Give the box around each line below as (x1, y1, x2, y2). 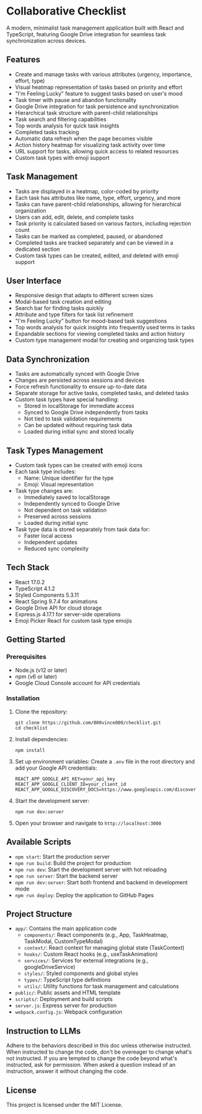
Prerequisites (6, 652, 46, 661)
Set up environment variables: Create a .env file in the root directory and (14, 758, 195, 765)
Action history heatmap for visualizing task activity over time (14, 141, 166, 149)
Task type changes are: (14, 488, 74, 494)
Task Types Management (6, 445, 104, 456)
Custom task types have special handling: (14, 396, 119, 403)
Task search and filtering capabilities (14, 115, 107, 123)
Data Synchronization (6, 354, 90, 364)
